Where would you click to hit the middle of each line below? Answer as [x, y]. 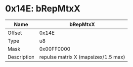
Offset [15, 33]
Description [21, 57]
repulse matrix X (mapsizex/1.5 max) [82, 57]
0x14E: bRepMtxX [43, 9]
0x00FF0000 [55, 49]
